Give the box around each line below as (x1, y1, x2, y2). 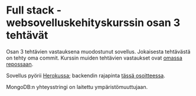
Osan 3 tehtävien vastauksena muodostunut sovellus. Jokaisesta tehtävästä (6, 48, 191, 55)
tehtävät (6, 29, 48, 42)
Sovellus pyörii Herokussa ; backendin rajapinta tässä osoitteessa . (6, 72, 165, 79)
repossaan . (6, 60, 34, 68)
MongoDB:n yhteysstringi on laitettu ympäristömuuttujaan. (6, 83, 148, 90)
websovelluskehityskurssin (6, 16, 145, 29)
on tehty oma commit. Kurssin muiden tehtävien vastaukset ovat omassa (6, 54, 183, 61)
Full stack (6, 4, 54, 17)
